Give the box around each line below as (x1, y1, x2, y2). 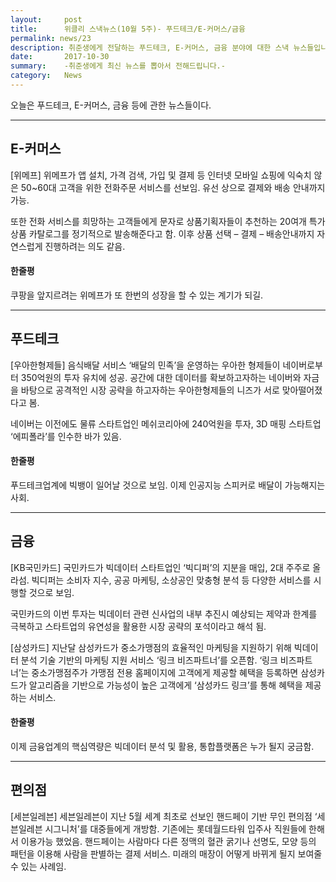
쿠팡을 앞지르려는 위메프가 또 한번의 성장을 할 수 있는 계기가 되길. (10, 289, 264, 301)
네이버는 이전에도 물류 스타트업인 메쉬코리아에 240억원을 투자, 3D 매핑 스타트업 (10, 417, 322, 430)
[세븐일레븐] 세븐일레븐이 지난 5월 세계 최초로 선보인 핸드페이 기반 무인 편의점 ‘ (10, 810, 318, 822)
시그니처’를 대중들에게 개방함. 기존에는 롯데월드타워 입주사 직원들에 (44, 822, 307, 835)
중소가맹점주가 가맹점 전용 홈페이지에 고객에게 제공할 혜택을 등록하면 (31, 666, 299, 678)
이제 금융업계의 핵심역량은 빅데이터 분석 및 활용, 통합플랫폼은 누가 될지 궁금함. (10, 740, 315, 752)
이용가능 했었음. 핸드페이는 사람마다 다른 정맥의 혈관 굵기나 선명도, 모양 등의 (20, 835, 317, 847)
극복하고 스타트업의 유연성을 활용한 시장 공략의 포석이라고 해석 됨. (10, 620, 267, 632)
